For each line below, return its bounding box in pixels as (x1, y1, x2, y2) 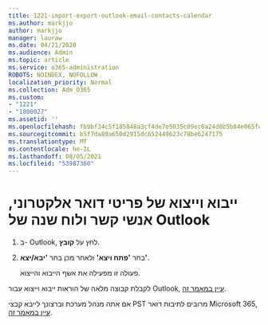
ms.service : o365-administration (8, 64, 120, 72)
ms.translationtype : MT (8, 137, 88, 146)
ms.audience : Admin (8, 49, 73, 57)
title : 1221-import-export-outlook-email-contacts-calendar (8, 11, 213, 20)
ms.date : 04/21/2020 (8, 41, 77, 49)
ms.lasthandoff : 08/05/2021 (8, 152, 102, 160)
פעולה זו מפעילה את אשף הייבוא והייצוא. (19, 268, 141, 278)
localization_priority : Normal (8, 78, 112, 86)
